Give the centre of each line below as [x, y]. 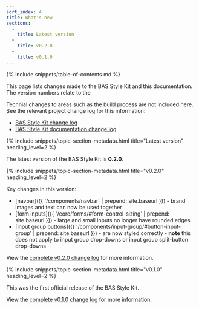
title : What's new [29, 18]
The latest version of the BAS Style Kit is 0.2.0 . [65, 159]
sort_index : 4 [24, 12]
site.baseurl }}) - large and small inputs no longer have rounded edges [103, 220]
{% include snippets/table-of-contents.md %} [64, 74]
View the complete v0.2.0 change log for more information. [80, 257]
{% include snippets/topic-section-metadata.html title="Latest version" [95, 141]
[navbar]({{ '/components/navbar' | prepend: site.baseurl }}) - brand [100, 200]
